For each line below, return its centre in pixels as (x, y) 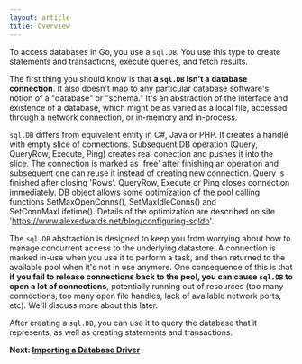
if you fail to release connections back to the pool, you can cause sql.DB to (151, 277)
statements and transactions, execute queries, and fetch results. (128, 61)
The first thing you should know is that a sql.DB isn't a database (128, 78)
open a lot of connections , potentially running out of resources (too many (146, 286)
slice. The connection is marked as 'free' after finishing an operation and (144, 163)
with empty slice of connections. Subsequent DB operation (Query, (134, 144)
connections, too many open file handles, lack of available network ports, (146, 296)
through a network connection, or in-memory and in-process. (124, 117)
